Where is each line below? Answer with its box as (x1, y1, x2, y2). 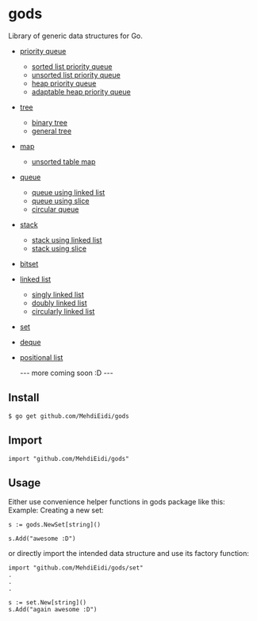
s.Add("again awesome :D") (8, 606, 98, 614)
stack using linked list (31, 235, 102, 244)
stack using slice (31, 243, 87, 253)
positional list (19, 352, 63, 362)
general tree (31, 126, 72, 136)
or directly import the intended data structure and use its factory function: (8, 549, 250, 558)
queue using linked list (31, 187, 105, 197)
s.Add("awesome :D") (8, 535, 77, 543)
